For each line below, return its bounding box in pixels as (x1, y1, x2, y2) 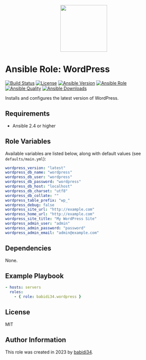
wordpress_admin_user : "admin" (5, 221, 70, 226)
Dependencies (5, 244, 51, 253)
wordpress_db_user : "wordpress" (5, 175, 72, 180)
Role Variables (5, 137, 51, 146)
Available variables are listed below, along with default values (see (5, 150, 141, 157)
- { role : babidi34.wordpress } (14, 294, 81, 299)
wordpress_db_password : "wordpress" (5, 180, 81, 184)
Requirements (5, 110, 50, 118)
